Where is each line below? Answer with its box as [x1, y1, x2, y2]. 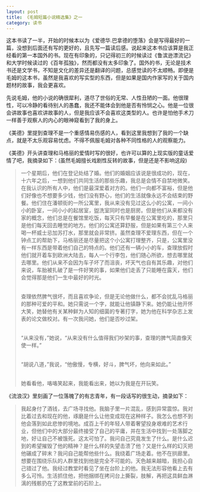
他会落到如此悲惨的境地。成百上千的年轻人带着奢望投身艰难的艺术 [20, 420, 183, 427]
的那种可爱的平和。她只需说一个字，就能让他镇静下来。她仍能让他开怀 [20, 301, 193, 308]
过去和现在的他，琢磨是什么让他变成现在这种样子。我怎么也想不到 [31, 413, 193, 420]
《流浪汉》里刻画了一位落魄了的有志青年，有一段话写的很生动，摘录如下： [6, 392, 189, 400]
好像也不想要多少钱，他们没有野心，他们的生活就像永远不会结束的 [26, 192, 188, 199]
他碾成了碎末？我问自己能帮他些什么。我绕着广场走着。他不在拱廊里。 [20, 450, 193, 457]
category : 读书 [6, 20, 42, 26]
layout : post [6, 8, 39, 15]
